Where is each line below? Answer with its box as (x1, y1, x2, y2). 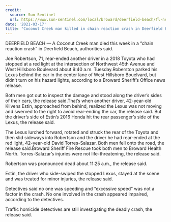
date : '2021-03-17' (5, 21, 47, 27)
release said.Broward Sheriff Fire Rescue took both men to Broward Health (5, 145, 162, 151)
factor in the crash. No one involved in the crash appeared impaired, (5, 191, 149, 197)
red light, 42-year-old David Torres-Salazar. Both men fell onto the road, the (5, 140, 164, 146)
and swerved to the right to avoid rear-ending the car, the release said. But (5, 109, 162, 115)
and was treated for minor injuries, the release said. (5, 176, 113, 182)
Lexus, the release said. (5, 119, 55, 125)
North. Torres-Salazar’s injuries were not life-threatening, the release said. (5, 151, 161, 157)
